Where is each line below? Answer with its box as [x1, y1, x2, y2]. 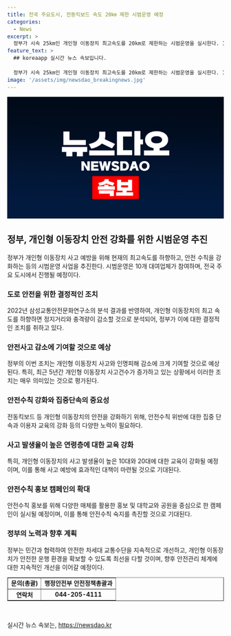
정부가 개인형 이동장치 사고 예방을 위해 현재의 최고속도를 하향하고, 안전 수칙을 [7, 253, 214, 262]
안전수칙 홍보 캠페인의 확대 [7, 484, 91, 494]
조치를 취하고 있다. [14, 324, 64, 332]
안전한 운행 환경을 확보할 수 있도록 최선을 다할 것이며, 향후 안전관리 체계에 [19, 554, 218, 562]
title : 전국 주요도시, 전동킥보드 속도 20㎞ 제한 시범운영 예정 [7, 11, 164, 18]
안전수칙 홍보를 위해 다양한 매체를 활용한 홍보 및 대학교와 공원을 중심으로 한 [7, 501, 209, 509]
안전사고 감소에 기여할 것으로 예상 [7, 343, 111, 352]
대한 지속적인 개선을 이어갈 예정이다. [7, 563, 104, 571]
